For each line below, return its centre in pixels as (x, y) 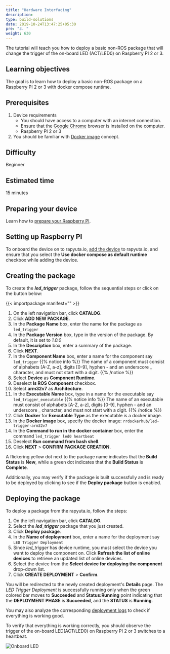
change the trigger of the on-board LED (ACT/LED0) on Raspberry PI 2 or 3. (85, 53)
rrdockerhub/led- (141, 421)
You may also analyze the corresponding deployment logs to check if (78, 610)
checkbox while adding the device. (42, 260)
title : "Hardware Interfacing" (39, 10)
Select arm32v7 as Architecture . (48, 388)
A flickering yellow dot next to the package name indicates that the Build (81, 456)
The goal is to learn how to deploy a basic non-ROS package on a (74, 81)
